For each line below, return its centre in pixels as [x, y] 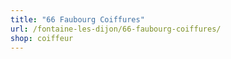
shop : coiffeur [42, 38]
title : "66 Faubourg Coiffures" [77, 19]
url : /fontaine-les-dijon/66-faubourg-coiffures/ [116, 29]
